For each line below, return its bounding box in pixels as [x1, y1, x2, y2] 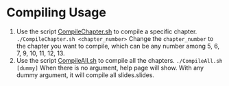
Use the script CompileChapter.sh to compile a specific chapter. [16, 27, 197, 35]
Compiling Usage [6, 5, 107, 20]
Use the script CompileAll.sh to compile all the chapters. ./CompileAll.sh [16, 56, 223, 64]
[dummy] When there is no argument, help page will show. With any [16, 63, 204, 72]
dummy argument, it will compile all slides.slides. [16, 70, 155, 79]
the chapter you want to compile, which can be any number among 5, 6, [16, 42, 220, 50]
